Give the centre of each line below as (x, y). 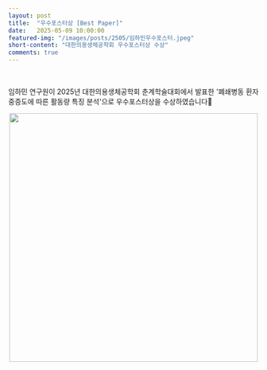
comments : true (33, 53)
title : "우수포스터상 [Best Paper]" (66, 23)
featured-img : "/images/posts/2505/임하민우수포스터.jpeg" (101, 38)
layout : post (30, 16)
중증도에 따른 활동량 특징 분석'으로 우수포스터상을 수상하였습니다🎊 (110, 101)
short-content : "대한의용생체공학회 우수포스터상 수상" (89, 45)
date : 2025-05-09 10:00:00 (56, 30)
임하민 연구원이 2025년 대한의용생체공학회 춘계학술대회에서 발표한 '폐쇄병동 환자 (133, 92)
